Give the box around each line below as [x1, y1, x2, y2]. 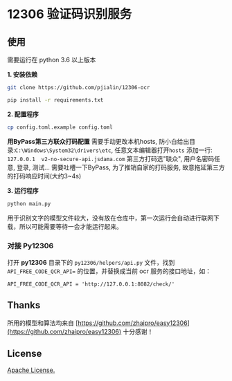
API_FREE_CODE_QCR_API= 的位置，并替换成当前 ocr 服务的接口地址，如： [7, 267, 211, 275]
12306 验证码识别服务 [7, 6, 132, 22]
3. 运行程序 [7, 186, 39, 194]
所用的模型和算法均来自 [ [7, 319, 78, 327]
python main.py [7, 200, 51, 207]
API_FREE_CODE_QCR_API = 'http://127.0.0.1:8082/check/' [7, 281, 175, 288]
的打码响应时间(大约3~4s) [7, 171, 82, 180]
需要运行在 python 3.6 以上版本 [7, 56, 96, 64]
